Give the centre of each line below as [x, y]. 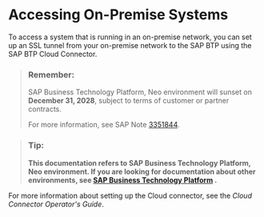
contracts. [45, 109]
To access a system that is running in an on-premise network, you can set [130, 37]
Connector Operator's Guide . [56, 204]
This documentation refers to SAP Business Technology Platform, [139, 163]
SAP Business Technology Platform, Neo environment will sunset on [140, 92]
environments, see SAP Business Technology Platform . [122, 180]
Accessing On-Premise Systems [118, 15]
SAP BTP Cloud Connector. [53, 54]
